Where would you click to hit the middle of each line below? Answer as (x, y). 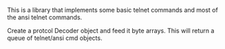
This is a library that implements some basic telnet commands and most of (112, 10)
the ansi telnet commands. (45, 17)
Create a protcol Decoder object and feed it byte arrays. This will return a (111, 31)
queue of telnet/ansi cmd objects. (55, 38)
